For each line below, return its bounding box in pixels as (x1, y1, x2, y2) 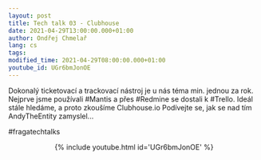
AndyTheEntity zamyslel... (8, 111, 94, 121)
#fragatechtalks (8, 126, 61, 136)
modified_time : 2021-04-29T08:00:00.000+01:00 (8, 57, 166, 65)
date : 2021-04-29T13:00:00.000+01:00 (8, 26, 134, 34)
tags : (8, 49, 26, 57)
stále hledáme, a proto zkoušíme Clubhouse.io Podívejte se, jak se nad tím (8, 102, 252, 112)
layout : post (8, 11, 52, 20)
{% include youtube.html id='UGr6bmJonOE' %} (54, 142, 214, 152)
